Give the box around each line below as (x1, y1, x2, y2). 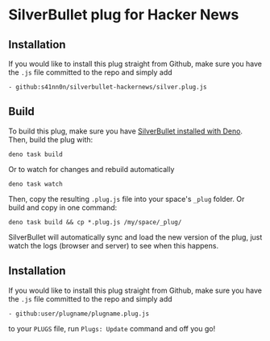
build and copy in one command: (8, 203, 118, 212)
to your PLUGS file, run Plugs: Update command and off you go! (8, 323, 216, 333)
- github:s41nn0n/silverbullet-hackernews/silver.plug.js (8, 83, 207, 91)
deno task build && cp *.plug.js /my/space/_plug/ (8, 218, 182, 226)
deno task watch (8, 179, 63, 188)
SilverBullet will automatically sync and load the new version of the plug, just (8, 232, 263, 242)
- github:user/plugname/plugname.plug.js (8, 310, 150, 318)
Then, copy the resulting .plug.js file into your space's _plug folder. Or (8, 194, 245, 203)
